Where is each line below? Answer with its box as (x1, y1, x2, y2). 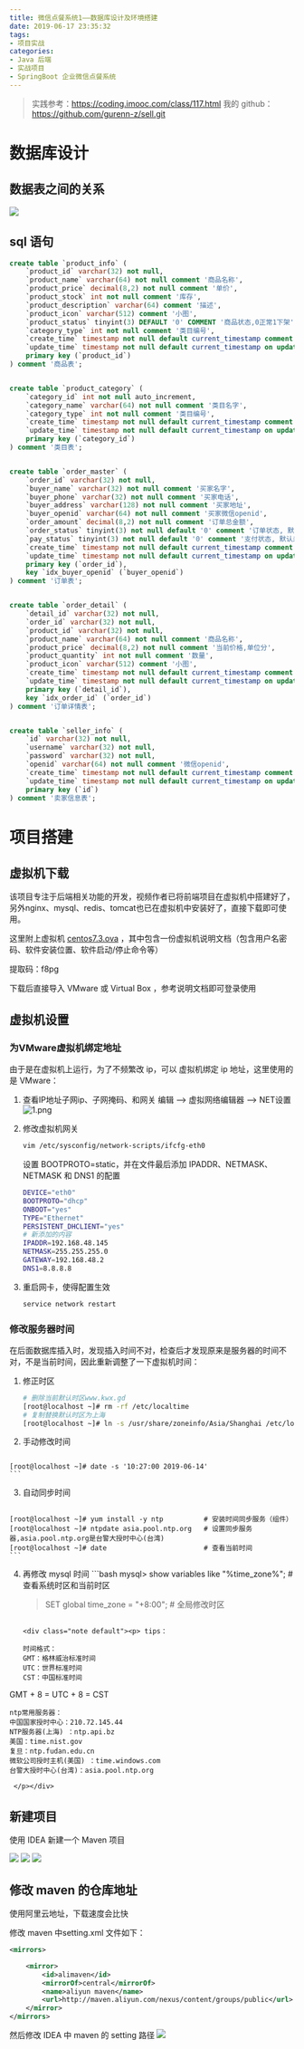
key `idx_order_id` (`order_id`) (25, 694, 152, 703)
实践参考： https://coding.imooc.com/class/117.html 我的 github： (31, 98, 273, 109)
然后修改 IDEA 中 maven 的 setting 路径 (9, 2030, 156, 2041)
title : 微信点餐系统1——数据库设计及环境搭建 (9, 13, 158, 23)
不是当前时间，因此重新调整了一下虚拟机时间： (24, 1355, 200, 1367)
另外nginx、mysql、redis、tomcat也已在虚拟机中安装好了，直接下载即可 (9, 903, 279, 914)
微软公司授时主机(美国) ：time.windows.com (9, 1757, 161, 1766)
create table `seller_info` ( (9, 726, 124, 735)
